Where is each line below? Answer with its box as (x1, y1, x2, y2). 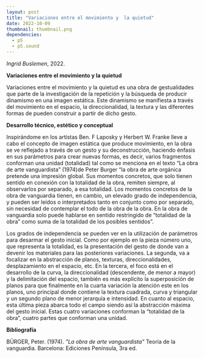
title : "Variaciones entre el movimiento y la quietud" (6, 15, 155, 21)
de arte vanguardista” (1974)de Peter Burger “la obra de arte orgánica (6, 166, 181, 173)
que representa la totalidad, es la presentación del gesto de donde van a (6, 242, 189, 250)
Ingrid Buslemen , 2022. (6, 59, 65, 67)
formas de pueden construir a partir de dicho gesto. (6, 110, 137, 117)
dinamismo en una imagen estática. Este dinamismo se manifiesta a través (6, 96, 194, 104)
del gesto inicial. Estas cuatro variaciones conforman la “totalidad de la (6, 307, 185, 315)
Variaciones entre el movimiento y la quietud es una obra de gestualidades (6, 83, 194, 91)
